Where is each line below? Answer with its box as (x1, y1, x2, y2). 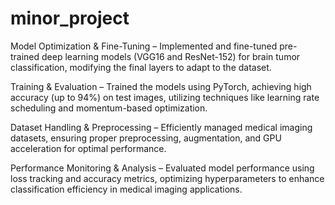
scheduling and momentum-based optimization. (10, 102, 208, 114)
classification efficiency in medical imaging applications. (10, 183, 243, 195)
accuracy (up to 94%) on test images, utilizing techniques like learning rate (10, 91, 320, 103)
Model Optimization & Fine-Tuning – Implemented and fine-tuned (10, 40, 278, 52)
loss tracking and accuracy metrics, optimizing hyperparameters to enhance (10, 172, 325, 184)
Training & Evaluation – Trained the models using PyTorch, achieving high (10, 80, 312, 92)
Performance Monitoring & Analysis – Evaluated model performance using (10, 162, 315, 174)
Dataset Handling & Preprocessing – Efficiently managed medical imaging (10, 121, 313, 133)
